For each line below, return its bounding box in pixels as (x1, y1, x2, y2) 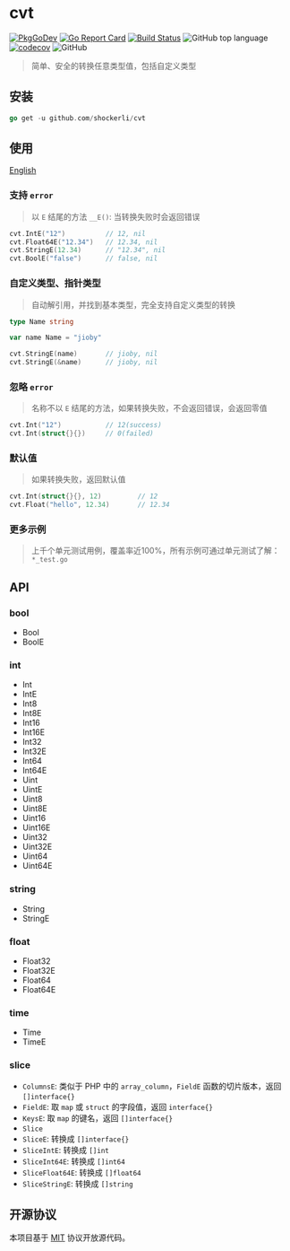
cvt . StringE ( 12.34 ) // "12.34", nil (9, 246, 166, 255)
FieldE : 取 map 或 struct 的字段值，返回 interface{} (21, 1101, 213, 1112)
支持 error (9, 189, 54, 202)
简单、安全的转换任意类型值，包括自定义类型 (30, 60, 197, 71)
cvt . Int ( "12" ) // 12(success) (9, 421, 163, 430)
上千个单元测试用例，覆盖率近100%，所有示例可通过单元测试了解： (30, 546, 280, 556)
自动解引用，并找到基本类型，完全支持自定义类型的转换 (30, 299, 235, 310)
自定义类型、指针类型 (9, 277, 101, 290)
